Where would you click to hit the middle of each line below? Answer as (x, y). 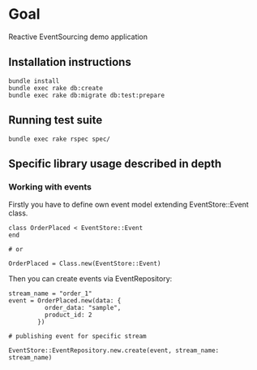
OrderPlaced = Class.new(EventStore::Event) (85, 264)
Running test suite (56, 120)
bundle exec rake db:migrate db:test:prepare (86, 95)
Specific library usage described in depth (115, 163)
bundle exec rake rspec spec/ (60, 139)
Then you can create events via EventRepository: (90, 279)
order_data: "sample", (83, 308)
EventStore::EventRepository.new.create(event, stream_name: (114, 350)
